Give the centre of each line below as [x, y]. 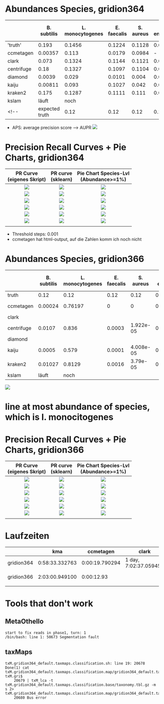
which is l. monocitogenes [59, 417]
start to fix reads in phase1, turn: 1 [46, 633]
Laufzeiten [27, 536]
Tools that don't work [49, 604]
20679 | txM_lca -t [34, 681]
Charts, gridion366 [45, 450]
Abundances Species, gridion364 [75, 9]
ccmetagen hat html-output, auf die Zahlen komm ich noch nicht [77, 239]
